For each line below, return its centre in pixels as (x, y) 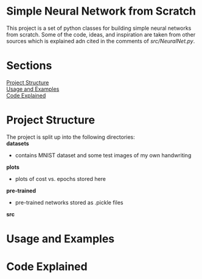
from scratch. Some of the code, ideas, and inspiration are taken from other (101, 34)
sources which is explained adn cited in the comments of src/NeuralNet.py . (101, 41)
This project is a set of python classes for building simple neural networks (99, 28)
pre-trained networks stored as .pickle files (69, 202)
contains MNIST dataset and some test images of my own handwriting (103, 155)
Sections (29, 66)
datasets (18, 143)
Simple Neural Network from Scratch (101, 11)
